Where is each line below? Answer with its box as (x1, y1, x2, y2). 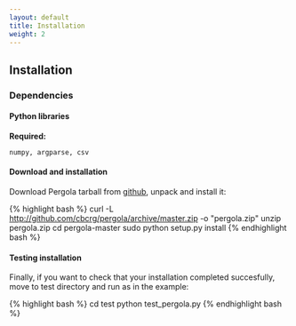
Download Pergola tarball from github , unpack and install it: (9, 187, 227, 197)
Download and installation (9, 166, 108, 178)
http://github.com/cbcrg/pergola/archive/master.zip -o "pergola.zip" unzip (9, 213, 282, 224)
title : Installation (9, 21, 86, 30)
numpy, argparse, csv (9, 147, 90, 156)
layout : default (9, 12, 69, 22)
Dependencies (9, 89, 74, 101)
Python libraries (9, 111, 70, 122)
